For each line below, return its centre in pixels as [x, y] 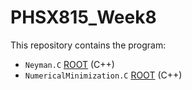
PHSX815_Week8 [83, 17]
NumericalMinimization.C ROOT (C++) [103, 75]
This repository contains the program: [88, 45]
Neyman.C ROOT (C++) [69, 64]
